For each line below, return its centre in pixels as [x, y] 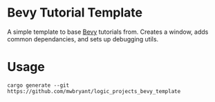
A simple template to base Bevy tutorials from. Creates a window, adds [108, 32]
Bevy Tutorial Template [75, 13]
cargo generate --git [38, 85]
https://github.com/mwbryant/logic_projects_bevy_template [94, 91]
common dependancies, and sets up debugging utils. [83, 39]
